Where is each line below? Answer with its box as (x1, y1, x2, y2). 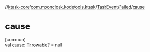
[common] (5, 37, 26, 42)
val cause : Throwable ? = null (5, 42, 62, 48)
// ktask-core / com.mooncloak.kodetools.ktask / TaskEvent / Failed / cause (5, 4, 145, 10)
